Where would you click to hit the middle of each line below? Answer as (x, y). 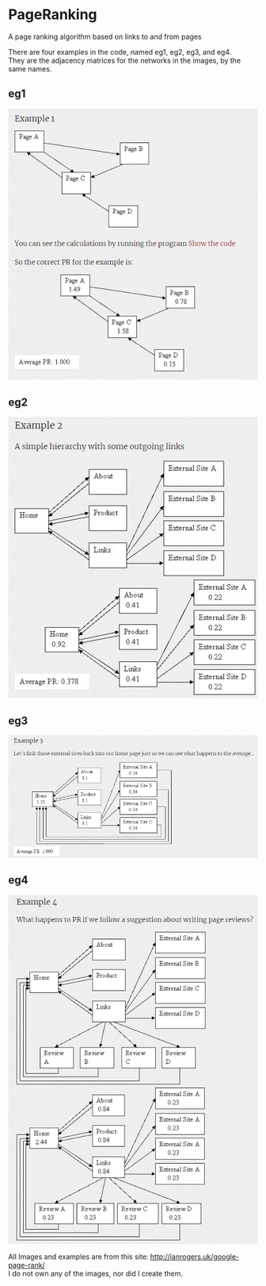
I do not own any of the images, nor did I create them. (96, 1274)
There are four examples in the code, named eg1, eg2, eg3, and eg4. (120, 52)
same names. (30, 68)
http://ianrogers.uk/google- (195, 1257)
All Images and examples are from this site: (78, 1257)
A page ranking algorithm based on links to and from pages (105, 37)
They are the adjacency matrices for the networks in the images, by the (125, 60)
